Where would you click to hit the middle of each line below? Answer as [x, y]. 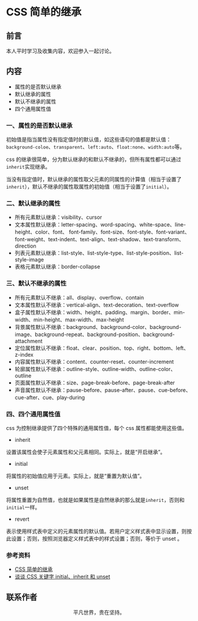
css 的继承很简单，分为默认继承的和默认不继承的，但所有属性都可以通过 [94, 159]
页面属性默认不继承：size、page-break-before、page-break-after [95, 382]
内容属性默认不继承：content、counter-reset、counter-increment [94, 362]
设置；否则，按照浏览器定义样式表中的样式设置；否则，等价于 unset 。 [97, 538]
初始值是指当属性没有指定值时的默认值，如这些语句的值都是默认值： [89, 140]
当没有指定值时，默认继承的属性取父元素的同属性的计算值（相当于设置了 [94, 179]
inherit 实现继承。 [29, 167]
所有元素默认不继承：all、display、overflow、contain [79, 297]
